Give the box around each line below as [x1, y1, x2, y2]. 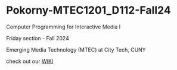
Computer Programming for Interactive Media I [6, 23, 121, 30]
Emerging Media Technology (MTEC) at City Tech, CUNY [6, 46, 146, 53]
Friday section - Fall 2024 [6, 34, 70, 42]
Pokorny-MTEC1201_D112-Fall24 [6, 4, 171, 17]
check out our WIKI [6, 58, 54, 65]
